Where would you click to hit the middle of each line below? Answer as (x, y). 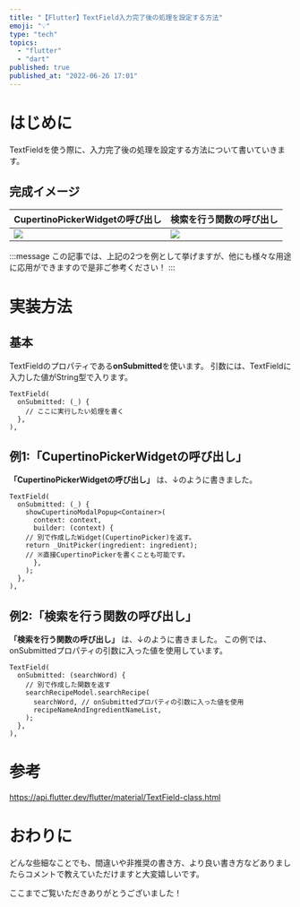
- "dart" (34, 59)
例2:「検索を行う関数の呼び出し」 (103, 616)
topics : (24, 43)
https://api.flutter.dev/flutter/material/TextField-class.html (115, 798)
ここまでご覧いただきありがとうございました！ (95, 893)
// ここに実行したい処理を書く (75, 411)
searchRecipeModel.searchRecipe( (88, 693)
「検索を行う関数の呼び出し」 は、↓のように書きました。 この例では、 (140, 639)
